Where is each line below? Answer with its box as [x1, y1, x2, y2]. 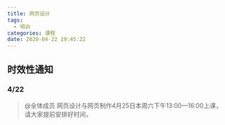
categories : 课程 [7, 29, 56, 37]
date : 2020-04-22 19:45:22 [7, 36, 86, 43]
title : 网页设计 [7, 10, 50, 17]
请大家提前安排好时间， [24, 110, 92, 118]
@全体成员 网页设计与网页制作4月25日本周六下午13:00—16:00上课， [24, 101, 222, 110]
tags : [7, 17, 23, 24]
